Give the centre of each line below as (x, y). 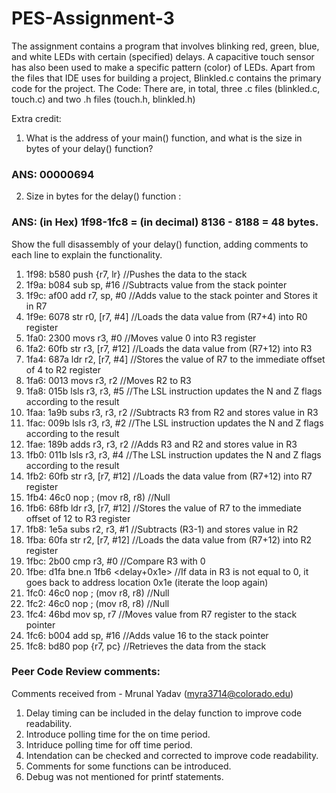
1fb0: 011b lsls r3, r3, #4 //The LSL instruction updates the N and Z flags (173, 454)
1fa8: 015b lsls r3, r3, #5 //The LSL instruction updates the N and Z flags (174, 391)
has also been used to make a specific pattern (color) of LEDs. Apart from (163, 67)
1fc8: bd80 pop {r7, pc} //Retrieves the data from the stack (146, 646)
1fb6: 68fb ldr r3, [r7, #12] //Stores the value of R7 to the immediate (163, 508)
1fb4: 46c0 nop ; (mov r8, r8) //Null (98, 497)
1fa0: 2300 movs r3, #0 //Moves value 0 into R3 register (141, 338)
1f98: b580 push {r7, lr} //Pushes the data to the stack (136, 274)
